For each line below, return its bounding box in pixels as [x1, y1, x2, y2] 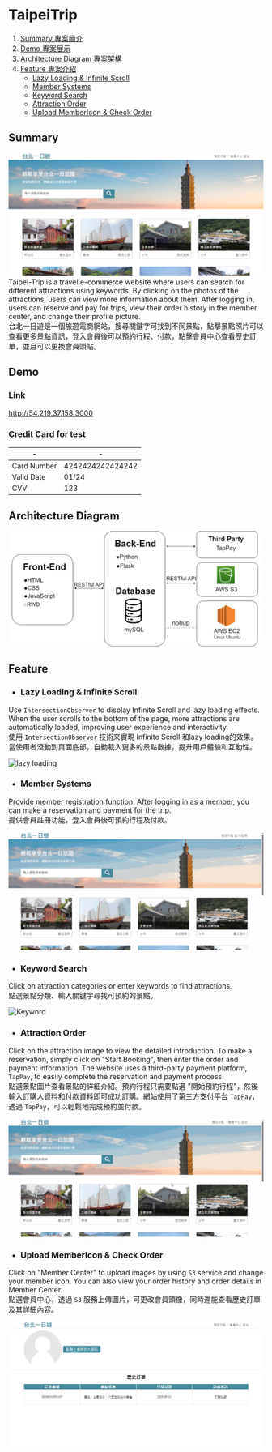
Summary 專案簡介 [19, 33, 83, 43]
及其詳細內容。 [8, 1305, 58, 1314]
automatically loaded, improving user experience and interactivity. [8, 722, 229, 732]
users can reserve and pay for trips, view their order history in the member [8, 302, 257, 313]
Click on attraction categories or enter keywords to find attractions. [8, 981, 232, 991]
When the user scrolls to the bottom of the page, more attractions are [8, 713, 240, 723]
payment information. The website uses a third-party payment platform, [8, 1063, 248, 1073]
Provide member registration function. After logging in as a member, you [8, 796, 249, 806]
